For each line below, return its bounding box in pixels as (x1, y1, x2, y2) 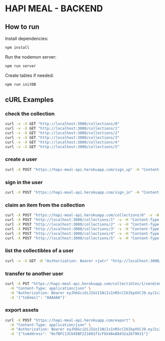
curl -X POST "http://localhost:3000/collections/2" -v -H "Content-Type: (5, 222, 162, 227)
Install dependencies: (5, 35, 49, 41)
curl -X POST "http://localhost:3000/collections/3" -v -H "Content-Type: (5, 226, 162, 231)
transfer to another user (5, 270, 64, 277)
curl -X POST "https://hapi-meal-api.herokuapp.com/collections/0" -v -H (5, 213, 160, 218)
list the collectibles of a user (5, 247, 74, 254)
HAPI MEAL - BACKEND (5, 3, 103, 14)
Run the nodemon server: (5, 54, 56, 60)
